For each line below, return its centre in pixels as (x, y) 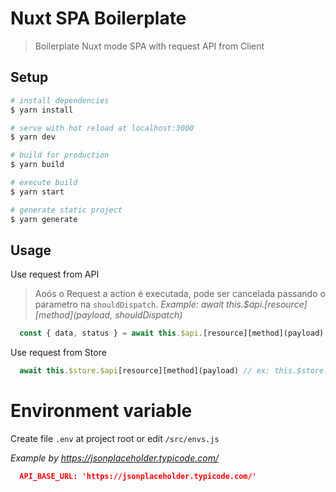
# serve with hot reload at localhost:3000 (102, 128)
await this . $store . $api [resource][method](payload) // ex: (145, 371)
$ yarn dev (33, 137)
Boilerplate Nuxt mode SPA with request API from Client (149, 46)
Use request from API (55, 274)
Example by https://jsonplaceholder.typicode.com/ (114, 458)
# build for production (60, 155)
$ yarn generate (44, 219)
